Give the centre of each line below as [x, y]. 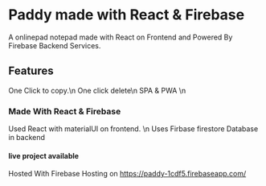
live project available [43, 155]
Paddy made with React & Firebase [127, 15]
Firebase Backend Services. [55, 45]
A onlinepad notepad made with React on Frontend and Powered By [121, 37]
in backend [27, 138]
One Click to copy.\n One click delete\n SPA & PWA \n [97, 90]
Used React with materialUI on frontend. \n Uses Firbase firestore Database [133, 129]
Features [31, 71]
